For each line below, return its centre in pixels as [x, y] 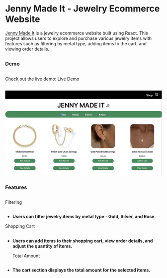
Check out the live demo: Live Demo [42, 79]
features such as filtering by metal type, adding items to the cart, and [76, 43]
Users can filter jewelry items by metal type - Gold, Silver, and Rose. [84, 217]
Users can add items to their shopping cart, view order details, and [83, 241]
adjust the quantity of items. [42, 246]
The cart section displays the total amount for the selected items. [81, 270]
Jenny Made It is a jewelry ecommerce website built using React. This [77, 33]
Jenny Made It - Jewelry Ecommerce [83, 9]
